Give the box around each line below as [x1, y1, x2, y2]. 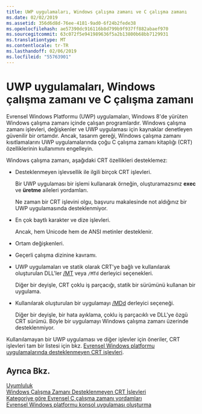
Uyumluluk [6, 382, 33, 389]
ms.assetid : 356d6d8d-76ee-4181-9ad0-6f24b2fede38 [6, 20, 136, 26]
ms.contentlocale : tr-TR [6, 43, 69, 49]
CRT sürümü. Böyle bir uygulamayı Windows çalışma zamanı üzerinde [14, 317, 189, 325]
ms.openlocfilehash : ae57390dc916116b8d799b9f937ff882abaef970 [6, 25, 169, 32]
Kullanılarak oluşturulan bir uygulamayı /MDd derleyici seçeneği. [14, 299, 175, 306]
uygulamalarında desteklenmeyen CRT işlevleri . [6, 348, 124, 355]
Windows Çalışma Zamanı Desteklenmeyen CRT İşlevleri [6, 388, 147, 396]
